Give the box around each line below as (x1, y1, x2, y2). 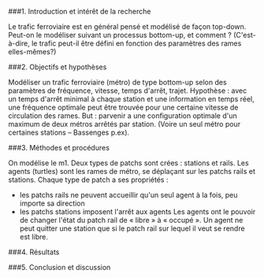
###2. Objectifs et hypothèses (8, 62, 107, 72)
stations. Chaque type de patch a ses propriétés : (8, 175, 169, 184)
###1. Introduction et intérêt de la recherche (8, 7, 151, 16)
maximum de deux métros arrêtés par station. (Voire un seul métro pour (8, 120, 241, 128)
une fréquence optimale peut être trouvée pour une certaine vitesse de (8, 102, 239, 112)
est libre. (19, 232, 49, 241)
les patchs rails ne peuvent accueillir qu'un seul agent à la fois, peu (19, 191, 238, 199)
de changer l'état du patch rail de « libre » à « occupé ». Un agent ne (19, 216, 244, 224)
